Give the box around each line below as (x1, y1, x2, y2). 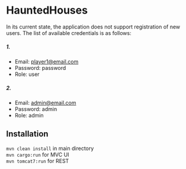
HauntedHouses (6, 4, 88, 17)
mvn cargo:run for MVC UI (6, 151, 69, 158)
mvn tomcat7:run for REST (6, 157, 69, 164)
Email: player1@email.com (14, 58, 79, 65)
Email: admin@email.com (14, 99, 76, 106)
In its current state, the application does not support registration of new (6, 23, 181, 30)
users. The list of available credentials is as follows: (6, 29, 132, 36)
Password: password (14, 64, 66, 71)
